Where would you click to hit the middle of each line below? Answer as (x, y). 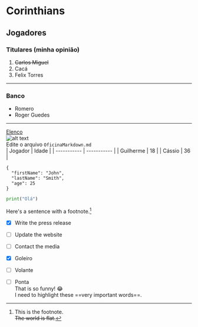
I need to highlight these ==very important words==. (78, 295)
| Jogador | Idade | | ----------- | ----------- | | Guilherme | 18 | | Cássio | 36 (98, 151)
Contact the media (37, 246)
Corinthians (36, 11)
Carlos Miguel (32, 62)
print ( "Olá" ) (22, 199)
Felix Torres (29, 75)
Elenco (14, 132)
